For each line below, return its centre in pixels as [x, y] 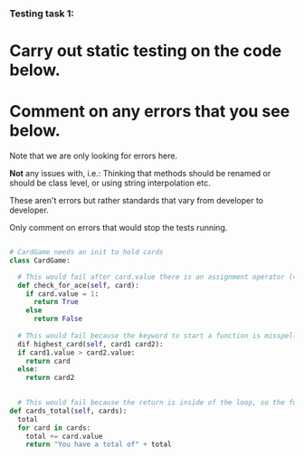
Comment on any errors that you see [150, 112]
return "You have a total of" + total [99, 445]
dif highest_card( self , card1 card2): [91, 344]
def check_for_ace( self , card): [79, 285]
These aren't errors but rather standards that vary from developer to [137, 201]
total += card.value [64, 436]
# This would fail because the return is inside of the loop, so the [151, 403]
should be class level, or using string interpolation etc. [110, 183]
